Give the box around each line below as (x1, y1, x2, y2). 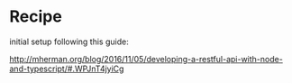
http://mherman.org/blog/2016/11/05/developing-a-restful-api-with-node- (9, 53, 284, 64)
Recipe (9, 6, 63, 27)
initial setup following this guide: (9, 36, 129, 47)
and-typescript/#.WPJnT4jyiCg (9, 63, 124, 74)
